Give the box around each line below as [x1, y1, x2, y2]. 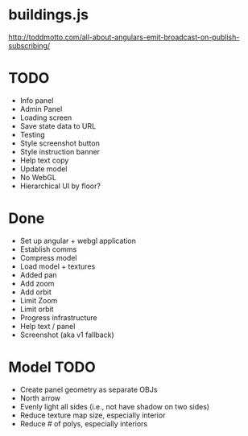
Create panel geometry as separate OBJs [19, 385, 158, 394]
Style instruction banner [19, 146, 101, 156]
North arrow [19, 393, 61, 403]
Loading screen [19, 113, 72, 122]
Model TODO [8, 358, 96, 376]
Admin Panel [19, 104, 63, 113]
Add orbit [19, 287, 52, 297]
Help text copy [19, 155, 69, 165]
